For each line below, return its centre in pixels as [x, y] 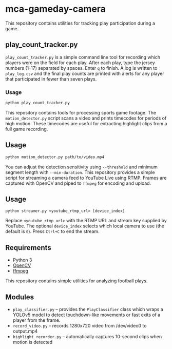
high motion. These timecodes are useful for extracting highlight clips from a [86, 123]
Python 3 [22, 260]
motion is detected [33, 342]
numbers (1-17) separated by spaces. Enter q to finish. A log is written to [81, 68]
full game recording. [27, 129]
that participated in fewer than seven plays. [51, 79]
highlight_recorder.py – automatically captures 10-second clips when [87, 337]
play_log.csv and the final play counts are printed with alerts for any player [85, 73]
